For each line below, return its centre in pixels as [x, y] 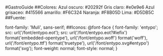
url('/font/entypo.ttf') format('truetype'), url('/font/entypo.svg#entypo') [77, 43]
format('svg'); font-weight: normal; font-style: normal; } [61, 48]
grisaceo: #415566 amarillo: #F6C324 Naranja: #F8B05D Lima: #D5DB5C [80, 12]
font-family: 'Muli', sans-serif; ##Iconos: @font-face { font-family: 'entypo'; [81, 27]
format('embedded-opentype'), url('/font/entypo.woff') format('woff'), [76, 38]
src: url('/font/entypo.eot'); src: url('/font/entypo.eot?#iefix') [66, 32]
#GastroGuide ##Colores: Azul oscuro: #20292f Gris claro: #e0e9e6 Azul [80, 7]
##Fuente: [16, 18]
